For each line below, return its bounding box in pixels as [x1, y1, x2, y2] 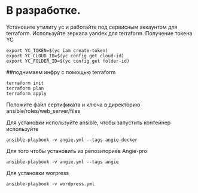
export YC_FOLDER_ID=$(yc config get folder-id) [6, 58, 130, 64]
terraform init [6, 80, 44, 86]
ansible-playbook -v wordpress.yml [6, 180, 95, 187]
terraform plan [6, 85, 44, 91]
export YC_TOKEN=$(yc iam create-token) [6, 47, 109, 54]
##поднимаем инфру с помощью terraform [6, 68, 116, 75]
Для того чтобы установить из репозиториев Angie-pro [6, 147, 148, 154]
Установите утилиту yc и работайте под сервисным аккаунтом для [6, 23, 178, 30]
